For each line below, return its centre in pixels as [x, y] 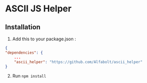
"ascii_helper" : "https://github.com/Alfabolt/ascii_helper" [78, 62]
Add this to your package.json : [44, 39]
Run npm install [29, 76]
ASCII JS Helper [38, 9]
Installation [23, 27]
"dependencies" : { [24, 53]
